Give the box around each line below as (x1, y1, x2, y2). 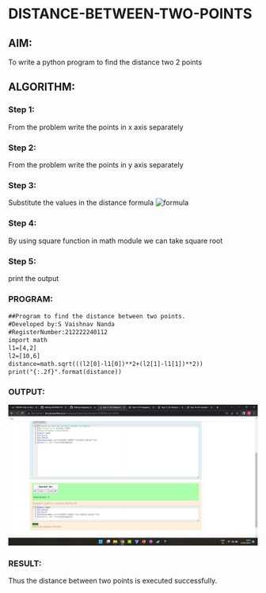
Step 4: (8, 218, 37, 229)
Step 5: (8, 256, 37, 267)
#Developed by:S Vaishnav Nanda (8, 321, 115, 329)
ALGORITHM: (8, 80, 75, 94)
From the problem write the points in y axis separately (8, 160, 184, 169)
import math (8, 337, 47, 345)
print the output (8, 273, 59, 283)
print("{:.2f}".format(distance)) (8, 368, 123, 376)
